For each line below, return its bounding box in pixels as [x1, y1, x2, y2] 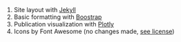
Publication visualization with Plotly [13, 20, 114, 28]
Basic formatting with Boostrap [13, 13, 102, 21]
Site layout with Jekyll [13, 6, 76, 14]
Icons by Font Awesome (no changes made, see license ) [13, 27, 175, 35]
